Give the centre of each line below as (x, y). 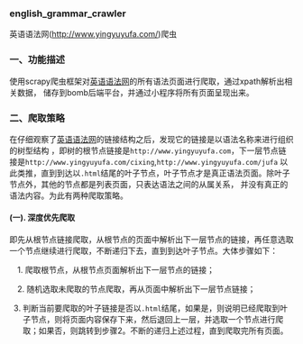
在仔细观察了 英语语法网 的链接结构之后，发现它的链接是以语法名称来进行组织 (151, 139)
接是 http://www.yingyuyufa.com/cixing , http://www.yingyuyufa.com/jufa (143, 161)
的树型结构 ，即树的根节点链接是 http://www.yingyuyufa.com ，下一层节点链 (148, 150)
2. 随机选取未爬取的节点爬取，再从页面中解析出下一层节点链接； (136, 289)
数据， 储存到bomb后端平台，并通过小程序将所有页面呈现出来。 (135, 92)
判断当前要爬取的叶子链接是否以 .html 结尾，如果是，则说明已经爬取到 (151, 308)
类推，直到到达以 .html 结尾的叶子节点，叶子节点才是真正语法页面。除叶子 (153, 173)
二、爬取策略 (37, 118)
